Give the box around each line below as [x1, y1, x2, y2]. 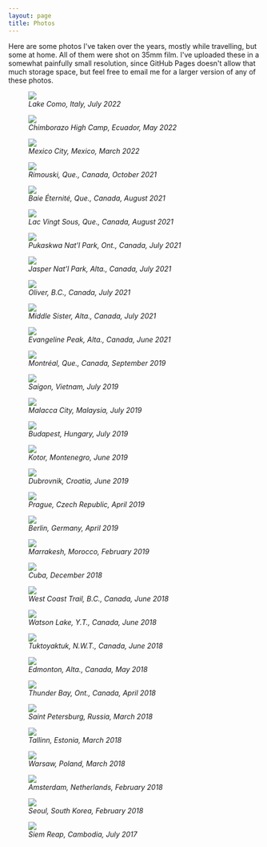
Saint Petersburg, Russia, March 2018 [28, 711, 153, 721]
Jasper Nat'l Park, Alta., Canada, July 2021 [28, 264, 172, 274]
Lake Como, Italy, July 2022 [28, 99, 122, 108]
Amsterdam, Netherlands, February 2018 [28, 782, 164, 792]
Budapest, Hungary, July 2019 [28, 428, 129, 438]
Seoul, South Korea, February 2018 [28, 805, 144, 815]
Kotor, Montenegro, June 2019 [28, 452, 128, 462]
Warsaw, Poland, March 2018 [28, 759, 126, 768]
